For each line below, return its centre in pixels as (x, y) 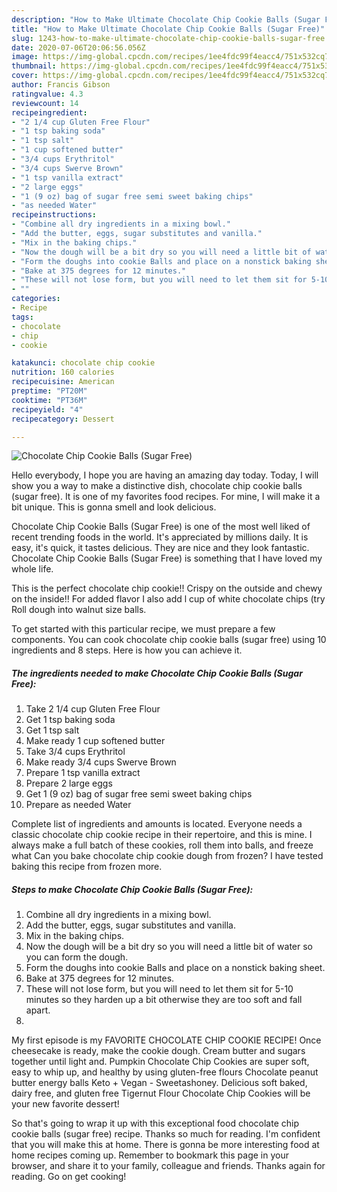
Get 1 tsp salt (52, 730)
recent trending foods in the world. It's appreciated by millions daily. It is (160, 537)
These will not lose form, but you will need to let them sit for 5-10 (159, 989)
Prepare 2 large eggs (69, 783)
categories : (36, 299)
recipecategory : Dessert (63, 419)
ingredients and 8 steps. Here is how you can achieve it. (127, 650)
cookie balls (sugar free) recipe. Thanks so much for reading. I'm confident (166, 1134)
